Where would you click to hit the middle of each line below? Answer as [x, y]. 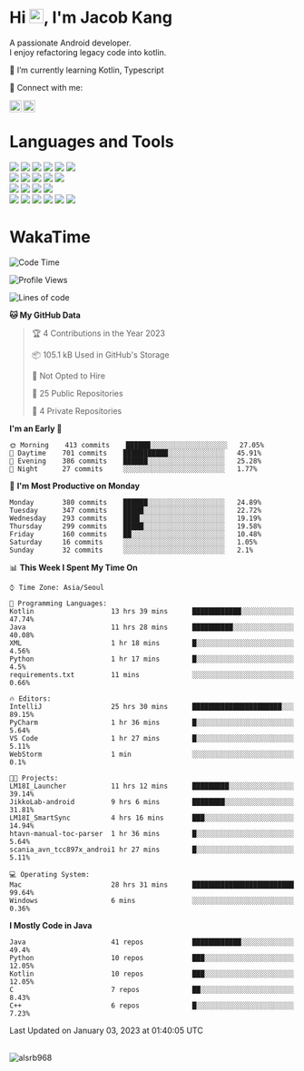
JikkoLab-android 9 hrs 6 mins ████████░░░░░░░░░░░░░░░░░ [152, 801]
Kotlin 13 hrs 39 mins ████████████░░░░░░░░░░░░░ [152, 611]
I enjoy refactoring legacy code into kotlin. [88, 52]
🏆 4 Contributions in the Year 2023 [98, 333]
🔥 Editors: [30, 698]
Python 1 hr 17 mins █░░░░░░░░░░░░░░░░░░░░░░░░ [152, 659]
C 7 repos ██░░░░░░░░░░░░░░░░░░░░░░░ [152, 989]
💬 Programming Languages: [58, 603]
